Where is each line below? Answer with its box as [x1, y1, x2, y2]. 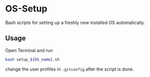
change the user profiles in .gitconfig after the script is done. [5, 66, 134, 72]
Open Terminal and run [5, 47, 53, 53]
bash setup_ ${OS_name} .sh [5, 57, 59, 62]
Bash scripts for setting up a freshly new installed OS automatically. [5, 19, 145, 25]
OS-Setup [5, 3, 48, 14]
